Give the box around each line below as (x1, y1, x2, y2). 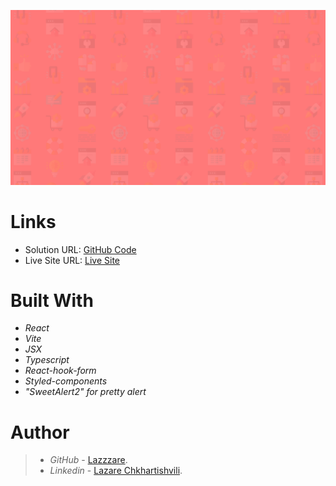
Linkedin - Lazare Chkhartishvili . (49, 465, 183, 477)
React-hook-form (24, 365, 97, 377)
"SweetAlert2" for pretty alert (24, 386, 147, 398)
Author (10, 421, 70, 444)
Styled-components (24, 375, 108, 387)
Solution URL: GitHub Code (24, 243, 137, 255)
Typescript (24, 354, 70, 366)
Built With (10, 289, 94, 312)
